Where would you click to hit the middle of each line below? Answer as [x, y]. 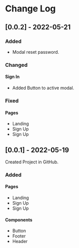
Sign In [12, 77]
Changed [17, 65]
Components [19, 220]
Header [20, 242]
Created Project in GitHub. [32, 162]
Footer [19, 236]
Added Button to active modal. [43, 88]
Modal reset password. [36, 52]
